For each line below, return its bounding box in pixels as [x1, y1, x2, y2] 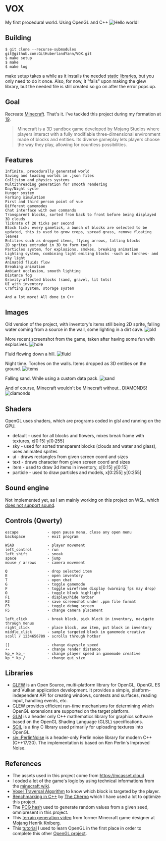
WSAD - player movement [5, 543, 85, 548]
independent [12, 692, 39, 698]
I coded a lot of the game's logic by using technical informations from [12, 778, 155, 784]
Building [5, 34, 31, 42]
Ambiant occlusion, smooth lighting [5, 268, 81, 274]
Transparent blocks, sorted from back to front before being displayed [5, 212, 156, 217]
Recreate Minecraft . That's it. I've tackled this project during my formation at [5, 111, 161, 117]
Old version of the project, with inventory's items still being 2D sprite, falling [5, 321, 160, 327]
